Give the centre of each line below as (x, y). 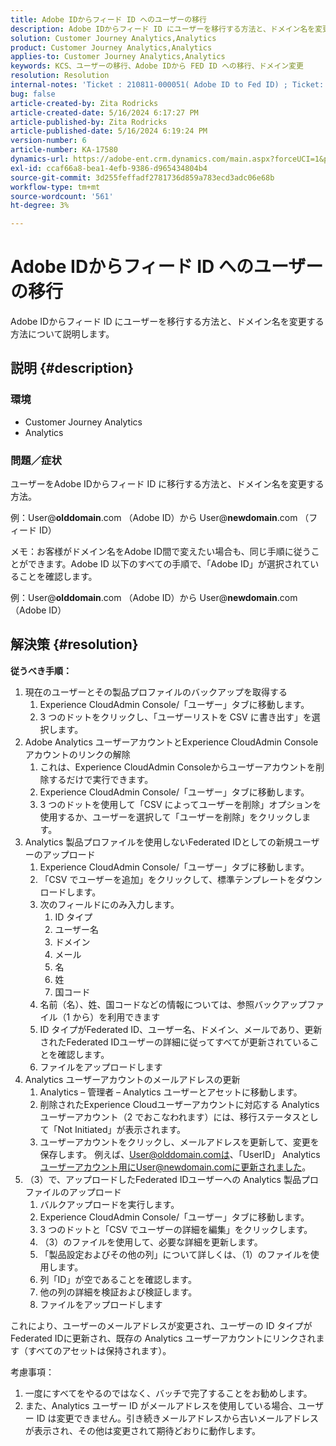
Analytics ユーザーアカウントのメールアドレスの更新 (132, 1079)
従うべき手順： (41, 670)
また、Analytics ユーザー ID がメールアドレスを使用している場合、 (161, 1405)
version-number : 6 (48, 141)
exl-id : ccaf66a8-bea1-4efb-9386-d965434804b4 (109, 168)
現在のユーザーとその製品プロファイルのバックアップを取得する (156, 692)
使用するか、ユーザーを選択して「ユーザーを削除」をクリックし (171, 817)
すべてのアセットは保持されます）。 (99, 1350)
